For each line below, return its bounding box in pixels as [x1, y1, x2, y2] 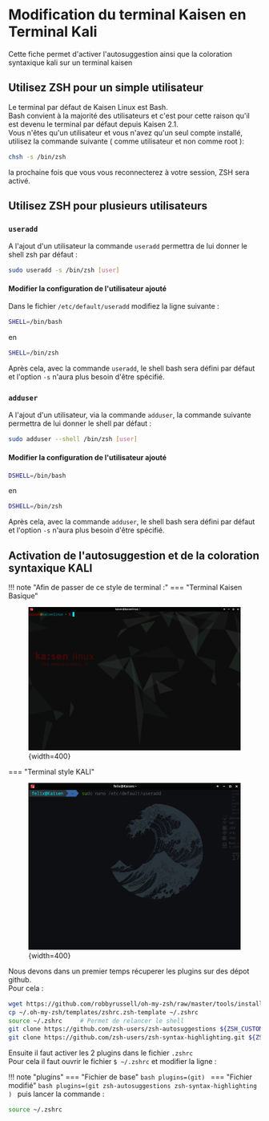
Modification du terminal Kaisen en [8, 6, 247, 24]
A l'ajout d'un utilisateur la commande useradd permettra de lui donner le [8, 241, 248, 251]
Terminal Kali [8, 22, 98, 41]
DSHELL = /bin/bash [8, 471, 66, 480]
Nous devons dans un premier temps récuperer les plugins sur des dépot [8, 966, 250, 976]
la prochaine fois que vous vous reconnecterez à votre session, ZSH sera [8, 167, 250, 177]
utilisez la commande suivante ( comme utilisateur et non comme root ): [8, 136, 244, 146]
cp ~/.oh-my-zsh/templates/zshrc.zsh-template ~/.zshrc [8, 1008, 199, 1016]
